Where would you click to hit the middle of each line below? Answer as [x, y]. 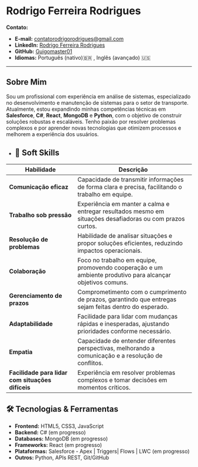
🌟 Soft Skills [37, 153]
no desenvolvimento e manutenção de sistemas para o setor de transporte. [97, 102]
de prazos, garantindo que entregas [127, 299]
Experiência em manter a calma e [123, 204]
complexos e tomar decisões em [123, 380]
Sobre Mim [27, 82]
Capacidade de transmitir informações [131, 179]
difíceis [20, 387]
